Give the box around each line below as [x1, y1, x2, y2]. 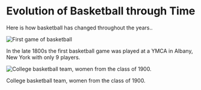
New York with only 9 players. [6, 53, 81, 61]
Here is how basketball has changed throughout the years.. [6, 24, 153, 31]
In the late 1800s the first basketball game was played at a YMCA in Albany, [6, 47, 193, 55]
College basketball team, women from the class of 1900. [6, 77, 146, 84]
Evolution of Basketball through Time [6, 4, 196, 18]
